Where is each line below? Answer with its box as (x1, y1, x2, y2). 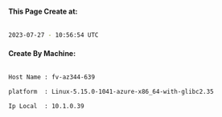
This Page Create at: (8, 6, 78, 16)
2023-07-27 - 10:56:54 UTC (8, 31, 99, 39)
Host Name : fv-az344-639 (8, 73, 95, 82)
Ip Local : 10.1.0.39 (8, 103, 84, 111)
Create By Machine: (8, 48, 76, 58)
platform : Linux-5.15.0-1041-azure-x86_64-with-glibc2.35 (8, 88, 215, 96)
